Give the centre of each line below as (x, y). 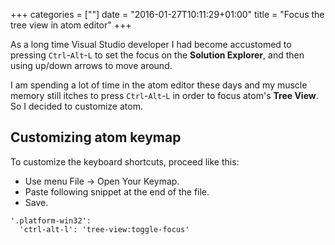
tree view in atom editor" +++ (71, 25)
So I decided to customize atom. (76, 106)
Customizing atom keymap (96, 137)
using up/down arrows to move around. (91, 65)
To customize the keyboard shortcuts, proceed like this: (125, 161)
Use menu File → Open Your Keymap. (102, 181)
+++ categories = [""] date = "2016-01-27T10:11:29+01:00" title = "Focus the (167, 14)
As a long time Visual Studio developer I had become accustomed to (151, 44)
